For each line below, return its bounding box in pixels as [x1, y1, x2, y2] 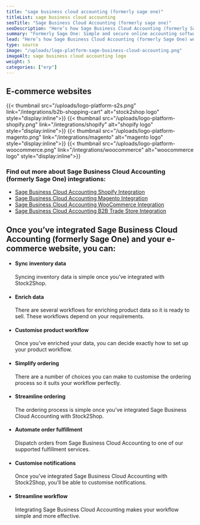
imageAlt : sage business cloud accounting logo [6, 53, 127, 59]
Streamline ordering [14, 393, 66, 400]
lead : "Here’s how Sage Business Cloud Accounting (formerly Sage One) [6, 36, 187, 42]
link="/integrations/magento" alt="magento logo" [42, 133, 164, 141]
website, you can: [48, 243, 116, 253]
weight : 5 [6, 58, 31, 64]
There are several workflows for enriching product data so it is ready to [14, 306, 190, 313]
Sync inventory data [14, 260, 67, 267]
